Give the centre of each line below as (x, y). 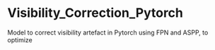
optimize (20, 39)
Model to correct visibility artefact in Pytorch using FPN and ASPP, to (108, 32)
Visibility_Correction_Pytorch (95, 13)
